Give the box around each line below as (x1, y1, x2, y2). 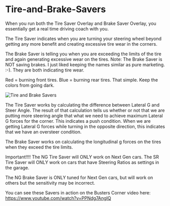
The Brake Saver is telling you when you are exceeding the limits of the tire (5, 51, 161, 57)
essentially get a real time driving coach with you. (5, 25, 109, 31)
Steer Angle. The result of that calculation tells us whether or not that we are (5, 107, 165, 113)
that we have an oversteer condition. (5, 128, 82, 135)
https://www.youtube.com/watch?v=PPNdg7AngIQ (5, 195, 112, 201)
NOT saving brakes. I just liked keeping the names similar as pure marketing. (5, 61, 165, 67)
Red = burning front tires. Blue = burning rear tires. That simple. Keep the (5, 77, 158, 83)
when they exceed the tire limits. (5, 144, 74, 150)
